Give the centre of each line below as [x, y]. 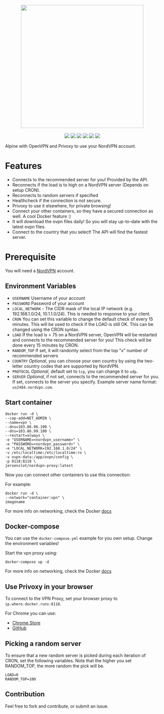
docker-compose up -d [27, 562]
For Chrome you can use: [31, 614]
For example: [18, 484]
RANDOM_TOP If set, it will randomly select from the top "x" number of [80, 350]
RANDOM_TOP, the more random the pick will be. [55, 666]
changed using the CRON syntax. [46, 329]
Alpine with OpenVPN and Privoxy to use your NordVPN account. [70, 146]
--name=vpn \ [18, 422]
